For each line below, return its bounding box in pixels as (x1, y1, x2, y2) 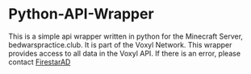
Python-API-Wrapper (8, 5, 155, 23)
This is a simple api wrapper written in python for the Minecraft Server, (8, 31, 244, 41)
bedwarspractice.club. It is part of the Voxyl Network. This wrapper (8, 39, 232, 49)
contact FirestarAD (8, 57, 71, 67)
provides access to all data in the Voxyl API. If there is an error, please (8, 48, 241, 58)
